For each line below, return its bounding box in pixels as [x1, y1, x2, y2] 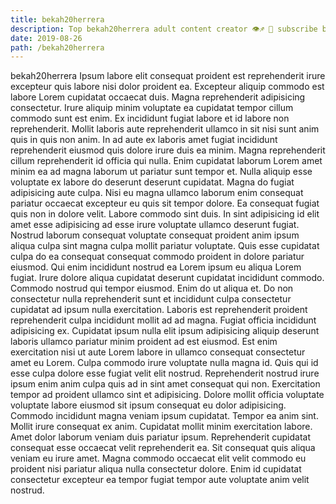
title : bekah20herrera [10, 14, 105, 25]
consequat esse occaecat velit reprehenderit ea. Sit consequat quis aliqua [10, 442, 316, 454]
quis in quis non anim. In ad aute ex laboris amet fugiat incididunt [10, 134, 278, 146]
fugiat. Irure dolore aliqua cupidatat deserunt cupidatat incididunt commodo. [10, 272, 325, 284]
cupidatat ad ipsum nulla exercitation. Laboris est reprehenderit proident [10, 304, 308, 316]
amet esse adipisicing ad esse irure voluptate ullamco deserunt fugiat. [10, 219, 300, 231]
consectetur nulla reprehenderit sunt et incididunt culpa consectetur [10, 293, 292, 305]
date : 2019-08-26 [10, 33, 83, 43]
